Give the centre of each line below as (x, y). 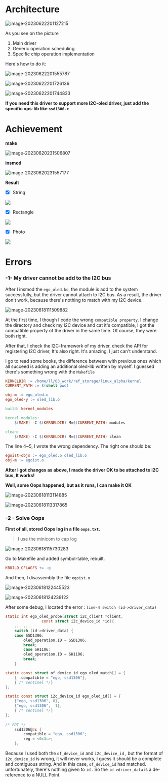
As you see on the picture (32, 33)
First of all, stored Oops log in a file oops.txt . (53, 529)
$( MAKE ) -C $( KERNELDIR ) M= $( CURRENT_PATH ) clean (68, 436)
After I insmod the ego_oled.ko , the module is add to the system (72, 289)
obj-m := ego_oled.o (27, 395)
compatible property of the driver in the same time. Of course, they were (81, 330)
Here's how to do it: (26, 64)
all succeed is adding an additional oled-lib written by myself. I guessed (80, 366)
